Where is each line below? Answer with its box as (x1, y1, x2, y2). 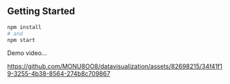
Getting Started (7, 6, 76, 17)
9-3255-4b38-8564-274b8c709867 (7, 70, 111, 78)
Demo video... (7, 49, 47, 57)
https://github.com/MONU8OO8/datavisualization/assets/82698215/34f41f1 (7, 62, 223, 71)
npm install (7, 23, 42, 30)
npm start (7, 36, 36, 43)
